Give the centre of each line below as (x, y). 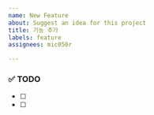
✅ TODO (24, 80)
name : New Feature (38, 15)
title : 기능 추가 (34, 30)
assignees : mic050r (40, 45)
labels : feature (35, 37)
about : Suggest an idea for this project (77, 23)
